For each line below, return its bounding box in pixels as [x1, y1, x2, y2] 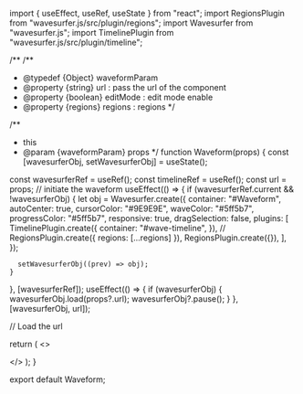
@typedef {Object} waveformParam [22, 72, 158, 83]
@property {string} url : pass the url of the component [22, 82, 226, 92]
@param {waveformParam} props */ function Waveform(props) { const [22, 146, 289, 157]
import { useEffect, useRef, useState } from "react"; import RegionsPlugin [9, 8, 286, 18]
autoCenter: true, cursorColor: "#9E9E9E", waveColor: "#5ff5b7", [9, 203, 255, 214]
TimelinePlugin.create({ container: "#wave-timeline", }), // [9, 223, 226, 233]
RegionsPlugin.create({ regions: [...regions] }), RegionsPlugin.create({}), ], [9, 232, 287, 243]
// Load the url [9, 321, 63, 332]
